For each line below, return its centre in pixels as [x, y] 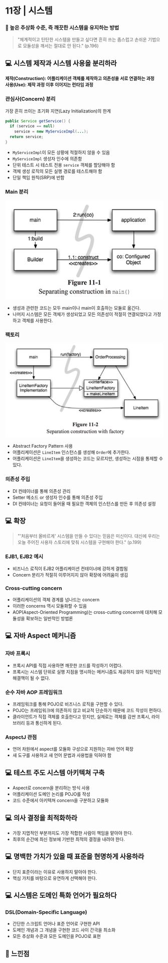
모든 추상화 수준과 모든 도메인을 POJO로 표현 [57, 936]
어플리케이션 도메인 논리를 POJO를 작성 [51, 794]
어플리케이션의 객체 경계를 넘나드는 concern [56, 600]
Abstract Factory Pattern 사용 [43, 446]
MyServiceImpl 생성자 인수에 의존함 [47, 159]
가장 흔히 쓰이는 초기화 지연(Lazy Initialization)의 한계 [58, 111]
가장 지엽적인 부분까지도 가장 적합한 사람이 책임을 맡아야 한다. [73, 833]
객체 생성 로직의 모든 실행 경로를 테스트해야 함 [57, 171]
